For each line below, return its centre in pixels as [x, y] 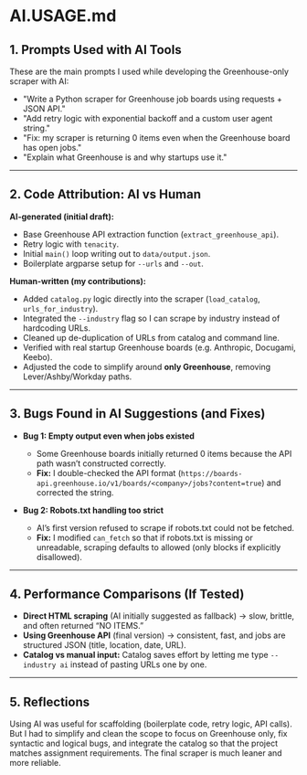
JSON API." [44, 109]
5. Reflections [49, 701]
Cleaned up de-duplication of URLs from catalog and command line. [151, 337]
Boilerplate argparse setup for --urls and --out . [113, 263]
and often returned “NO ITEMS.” [83, 626]
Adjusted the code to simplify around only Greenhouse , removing [147, 366]
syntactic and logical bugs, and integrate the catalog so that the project [144, 743]
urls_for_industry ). [60, 308]
